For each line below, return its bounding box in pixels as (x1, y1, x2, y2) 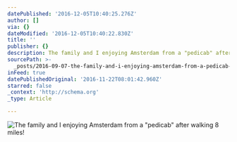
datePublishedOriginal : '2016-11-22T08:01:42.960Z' (7, 75, 162, 83)
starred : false (7, 82, 52, 89)
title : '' (7, 37, 37, 44)
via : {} (7, 23, 30, 30)
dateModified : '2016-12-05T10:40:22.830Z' (7, 30, 134, 37)
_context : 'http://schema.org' (7, 89, 99, 96)
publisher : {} (7, 43, 49, 50)
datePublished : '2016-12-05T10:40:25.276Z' (7, 10, 138, 18)
